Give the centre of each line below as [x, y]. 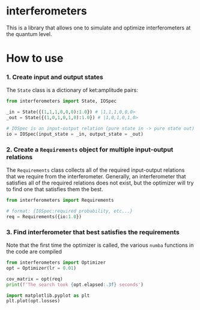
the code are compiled [34, 252]
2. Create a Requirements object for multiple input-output [90, 150]
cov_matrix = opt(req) [35, 279]
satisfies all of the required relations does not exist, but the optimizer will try [100, 183]
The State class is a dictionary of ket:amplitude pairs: [72, 90]
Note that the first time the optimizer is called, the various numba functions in [100, 245]
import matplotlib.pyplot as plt [48, 296]
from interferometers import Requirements [60, 200]
